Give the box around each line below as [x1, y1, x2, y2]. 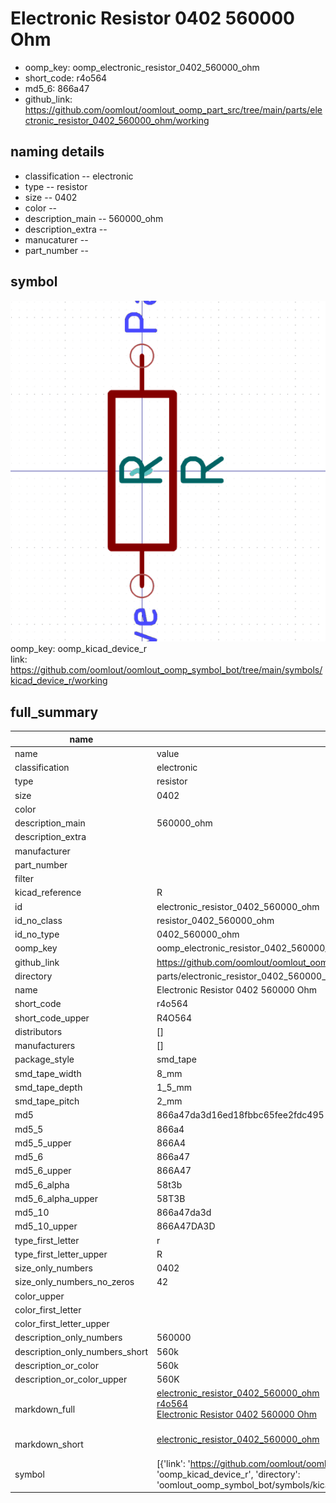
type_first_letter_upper [14, 1248, 108, 1260]
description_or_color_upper [14, 1373, 128, 1386]
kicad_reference [14, 887, 82, 899]
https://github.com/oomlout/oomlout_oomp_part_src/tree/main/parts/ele [24, 103, 323, 116]
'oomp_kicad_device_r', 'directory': [156, 1468, 301, 1480]
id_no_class [14, 914, 63, 926]
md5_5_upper [14, 1137, 72, 1149]
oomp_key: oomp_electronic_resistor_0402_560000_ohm [24, 61, 260, 73]
